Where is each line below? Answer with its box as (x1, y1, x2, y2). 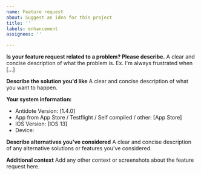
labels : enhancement (6, 25, 59, 32)
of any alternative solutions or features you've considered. (6, 145, 153, 152)
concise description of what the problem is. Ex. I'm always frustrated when (6, 60, 193, 67)
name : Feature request (6, 8, 64, 15)
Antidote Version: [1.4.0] (15, 107, 76, 115)
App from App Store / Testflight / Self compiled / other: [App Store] (15, 114, 182, 121)
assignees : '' (6, 31, 42, 37)
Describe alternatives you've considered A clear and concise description (6, 138, 192, 145)
